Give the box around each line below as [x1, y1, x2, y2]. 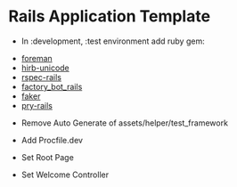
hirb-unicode [20, 62, 70, 73]
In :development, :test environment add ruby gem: [20, 36, 206, 46]
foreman [20, 53, 53, 63]
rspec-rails [20, 71, 61, 82]
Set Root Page [20, 151, 75, 162]
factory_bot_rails [20, 81, 83, 92]
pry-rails [20, 100, 53, 110]
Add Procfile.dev [20, 134, 84, 145]
